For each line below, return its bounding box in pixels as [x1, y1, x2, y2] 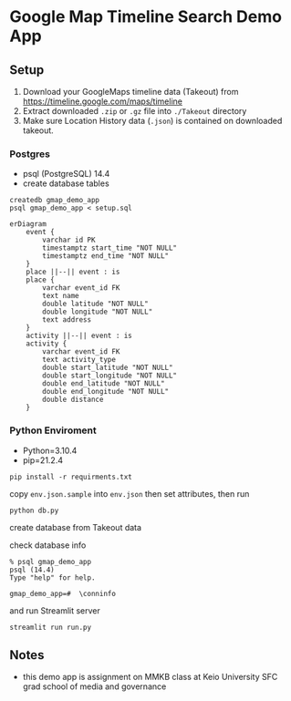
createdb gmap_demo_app [9, 196, 100, 205]
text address [42, 315, 92, 325]
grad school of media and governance [22, 681, 167, 692]
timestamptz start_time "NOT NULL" [42, 243, 178, 253]
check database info [9, 540, 87, 551]
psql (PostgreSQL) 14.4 [22, 169, 110, 180]
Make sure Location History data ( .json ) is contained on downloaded [22, 116, 283, 126]
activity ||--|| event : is [26, 331, 132, 341]
